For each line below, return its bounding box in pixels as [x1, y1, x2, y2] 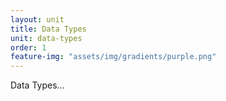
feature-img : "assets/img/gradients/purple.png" [10, 52, 217, 62]
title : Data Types [10, 24, 87, 34]
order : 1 [10, 42, 47, 53]
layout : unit [10, 14, 65, 25]
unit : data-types [10, 33, 83, 43]
